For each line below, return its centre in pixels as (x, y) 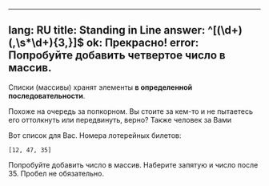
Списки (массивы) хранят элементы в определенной (100, 87)
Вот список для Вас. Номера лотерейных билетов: (95, 135)
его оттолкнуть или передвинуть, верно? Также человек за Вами (120, 119)
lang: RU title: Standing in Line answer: (107, 30)
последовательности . (47, 95)
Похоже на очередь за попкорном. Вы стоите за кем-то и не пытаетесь (131, 111)
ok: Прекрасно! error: (143, 43)
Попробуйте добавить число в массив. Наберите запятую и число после (133, 164)
